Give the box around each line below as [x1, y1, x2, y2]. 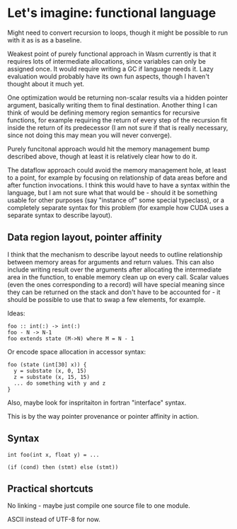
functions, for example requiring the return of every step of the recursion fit [7, 115, 228, 124]
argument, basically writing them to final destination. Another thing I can [7, 100, 218, 109]
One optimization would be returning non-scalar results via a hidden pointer [7, 93, 229, 102]
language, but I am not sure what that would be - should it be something [7, 188, 218, 197]
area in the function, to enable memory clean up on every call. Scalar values [7, 272, 229, 281]
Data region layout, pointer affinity [7, 231, 163, 243]
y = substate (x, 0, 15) [13, 367, 87, 374]
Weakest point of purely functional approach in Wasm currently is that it [7, 50, 217, 58]
